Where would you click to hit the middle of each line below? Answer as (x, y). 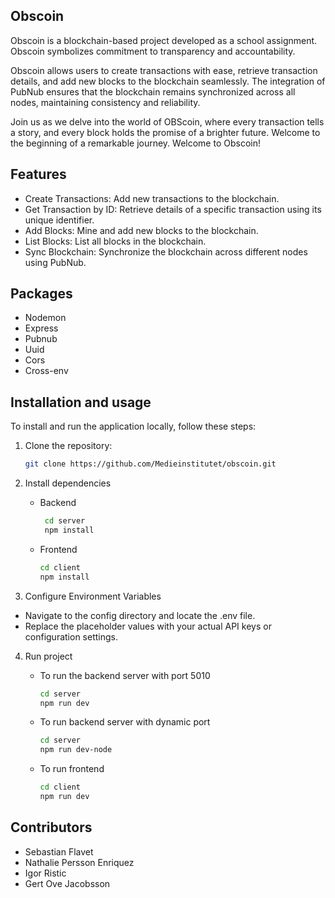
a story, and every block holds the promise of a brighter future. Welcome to (165, 132)
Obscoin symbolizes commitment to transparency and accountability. (153, 51)
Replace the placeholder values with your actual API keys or (148, 626)
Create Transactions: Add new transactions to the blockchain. (152, 198)
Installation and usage (81, 402)
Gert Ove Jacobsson (67, 883)
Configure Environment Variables (93, 596)
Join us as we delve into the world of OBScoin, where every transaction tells (167, 121)
